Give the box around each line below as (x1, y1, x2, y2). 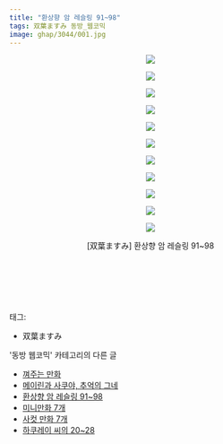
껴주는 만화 (21, 369, 62, 379)
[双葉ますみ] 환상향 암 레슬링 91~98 (86, 240, 215, 251)
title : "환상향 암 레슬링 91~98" (9, 13, 121, 22)
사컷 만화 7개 (21, 414, 68, 424)
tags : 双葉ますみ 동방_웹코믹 (9, 22, 106, 30)
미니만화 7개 (21, 403, 66, 414)
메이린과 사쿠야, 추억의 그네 (21, 380, 119, 391)
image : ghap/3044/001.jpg (9, 30, 106, 39)
